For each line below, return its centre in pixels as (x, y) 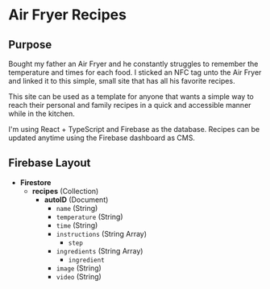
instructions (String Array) (102, 233)
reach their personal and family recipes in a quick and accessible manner (130, 105)
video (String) (79, 276)
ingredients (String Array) (100, 250)
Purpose (30, 45)
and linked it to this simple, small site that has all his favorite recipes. (122, 81)
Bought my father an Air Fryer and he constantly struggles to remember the (133, 64)
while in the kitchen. (42, 114)
